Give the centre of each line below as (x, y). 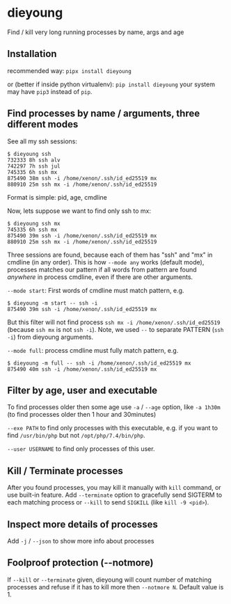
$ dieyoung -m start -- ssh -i (53, 303)
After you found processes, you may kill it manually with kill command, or (114, 488)
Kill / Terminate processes (65, 471)
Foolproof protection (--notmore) (80, 563)
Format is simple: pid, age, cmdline (57, 197)
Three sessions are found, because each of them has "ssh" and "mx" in (110, 255)
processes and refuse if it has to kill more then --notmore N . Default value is (115, 587)
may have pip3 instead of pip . (50, 91)
